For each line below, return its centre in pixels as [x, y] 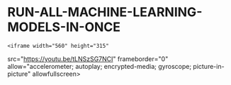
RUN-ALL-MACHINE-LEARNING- [105, 12]
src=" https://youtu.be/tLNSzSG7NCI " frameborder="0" [88, 59]
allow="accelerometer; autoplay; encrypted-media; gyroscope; [100, 66]
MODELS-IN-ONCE [64, 27]
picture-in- [209, 66]
